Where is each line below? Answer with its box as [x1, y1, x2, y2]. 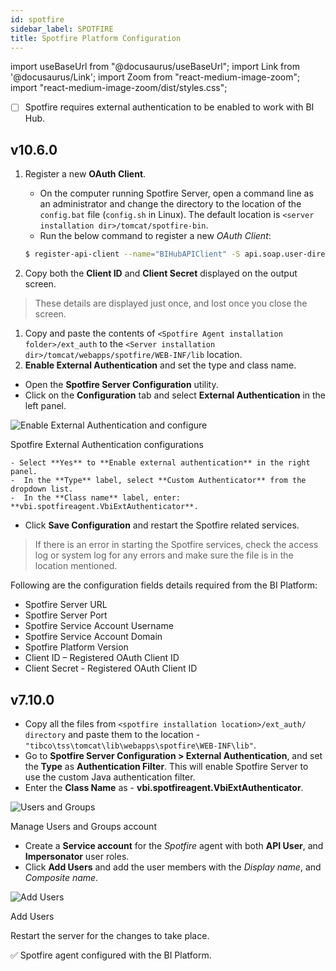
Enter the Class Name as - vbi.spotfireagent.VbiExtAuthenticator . [24, 781, 304, 793]
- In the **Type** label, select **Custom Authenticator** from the [10, 476, 307, 486]
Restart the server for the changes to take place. [10, 929, 210, 941]
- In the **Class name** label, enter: [10, 493, 182, 503]
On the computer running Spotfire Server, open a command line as [39, 187, 314, 200]
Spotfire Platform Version [24, 641, 129, 653]
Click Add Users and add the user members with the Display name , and [24, 861, 322, 873]
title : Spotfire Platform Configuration [10, 33, 182, 43]
